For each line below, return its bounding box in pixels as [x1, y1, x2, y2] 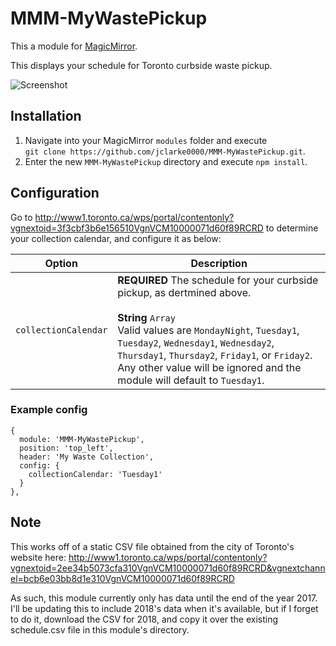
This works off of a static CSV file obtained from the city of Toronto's [10, 540, 295, 552]
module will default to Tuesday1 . [117, 373, 265, 387]
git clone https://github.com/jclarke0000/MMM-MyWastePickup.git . [24, 145, 306, 157]
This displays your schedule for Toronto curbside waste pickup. [10, 59, 273, 71]
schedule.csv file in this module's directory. [10, 623, 190, 636]
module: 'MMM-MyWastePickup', [19, 434, 145, 444]
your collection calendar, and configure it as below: [10, 232, 222, 244]
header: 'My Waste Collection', [19, 452, 155, 462]
